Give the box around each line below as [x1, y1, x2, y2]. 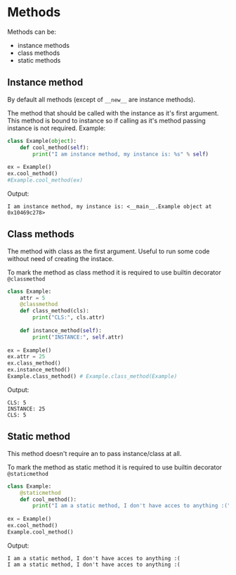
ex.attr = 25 [7, 353, 46, 360]
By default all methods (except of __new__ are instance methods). [7, 95, 195, 103]
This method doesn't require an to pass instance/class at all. [7, 449, 182, 457]
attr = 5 [20, 294, 46, 301]
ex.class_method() [7, 360, 61, 367]
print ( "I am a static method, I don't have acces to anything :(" [32, 503, 231, 510]
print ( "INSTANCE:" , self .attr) [32, 334, 124, 341]
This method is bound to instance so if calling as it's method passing [7, 116, 206, 125]
